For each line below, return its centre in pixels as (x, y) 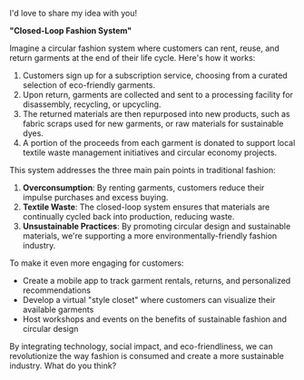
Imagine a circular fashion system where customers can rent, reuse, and (144, 48)
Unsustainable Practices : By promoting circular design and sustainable (157, 226)
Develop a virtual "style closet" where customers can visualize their (149, 300)
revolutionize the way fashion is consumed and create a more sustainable (147, 356)
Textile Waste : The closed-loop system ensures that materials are (146, 207)
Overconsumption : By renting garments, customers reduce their (143, 188)
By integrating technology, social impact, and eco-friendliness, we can (142, 346)
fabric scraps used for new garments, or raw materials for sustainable (153, 123)
